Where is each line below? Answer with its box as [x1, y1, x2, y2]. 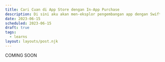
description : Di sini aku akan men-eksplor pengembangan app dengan [5, 12, 148, 17]
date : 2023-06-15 [5, 16, 41, 21]
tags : [5, 30, 16, 35]
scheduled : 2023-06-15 [5, 21, 52, 26]
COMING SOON [5, 52, 37, 58]
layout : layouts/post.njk [5, 39, 58, 44]
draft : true [5, 25, 29, 30]
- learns [9, 35, 27, 40]
